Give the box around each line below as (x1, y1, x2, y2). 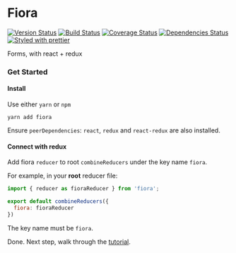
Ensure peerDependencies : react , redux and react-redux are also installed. (7, 126, 220, 135)
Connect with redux (7, 142, 67, 151)
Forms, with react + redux (7, 49, 83, 58)
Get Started (7, 67, 48, 77)
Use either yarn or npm (7, 100, 71, 109)
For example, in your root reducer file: (7, 171, 118, 180)
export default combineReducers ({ (7, 198, 110, 205)
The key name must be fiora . (7, 223, 93, 232)
